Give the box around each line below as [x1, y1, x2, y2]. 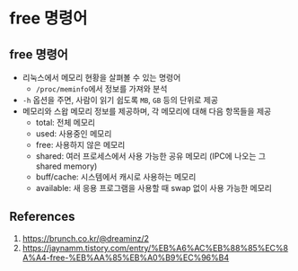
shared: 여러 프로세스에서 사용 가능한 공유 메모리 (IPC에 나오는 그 [35, 151, 267, 162]
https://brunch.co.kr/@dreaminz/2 [22, 232, 150, 243]
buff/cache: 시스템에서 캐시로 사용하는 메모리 [35, 171, 197, 182]
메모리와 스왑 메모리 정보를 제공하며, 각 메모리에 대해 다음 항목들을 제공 [22, 106, 272, 117]
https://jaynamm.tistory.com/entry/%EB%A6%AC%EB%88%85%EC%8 [22, 242, 289, 253]
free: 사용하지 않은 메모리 [35, 140, 126, 150]
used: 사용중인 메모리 [35, 128, 112, 139]
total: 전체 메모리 [35, 118, 96, 127]
